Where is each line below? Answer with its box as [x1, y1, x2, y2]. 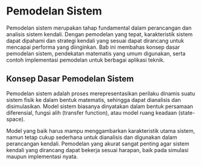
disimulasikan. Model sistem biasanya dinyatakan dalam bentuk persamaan [6, 103, 193, 110]
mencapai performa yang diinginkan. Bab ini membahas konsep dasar [6, 43, 180, 51]
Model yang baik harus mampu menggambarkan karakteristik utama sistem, [6, 127, 195, 134]
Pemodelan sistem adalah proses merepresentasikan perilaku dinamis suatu [6, 89, 195, 97]
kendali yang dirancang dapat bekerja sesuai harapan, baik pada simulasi [6, 146, 189, 153]
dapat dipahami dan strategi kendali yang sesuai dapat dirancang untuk [6, 37, 184, 44]
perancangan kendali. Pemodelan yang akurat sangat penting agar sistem [6, 140, 190, 147]
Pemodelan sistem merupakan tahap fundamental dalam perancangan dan [6, 24, 192, 31]
